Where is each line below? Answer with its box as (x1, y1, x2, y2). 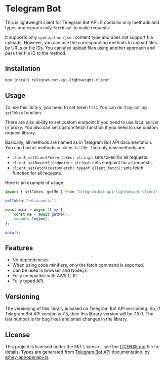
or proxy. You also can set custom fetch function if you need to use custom (5, 124, 158, 130)
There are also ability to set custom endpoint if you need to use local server (5, 120, 159, 125)
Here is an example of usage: (5, 180, 65, 186)
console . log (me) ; (14, 216, 50, 221)
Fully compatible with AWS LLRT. (12, 273, 80, 279)
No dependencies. (12, 257, 50, 263)
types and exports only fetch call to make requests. (5, 24, 110, 30)
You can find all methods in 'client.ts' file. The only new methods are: (5, 145, 146, 151)
